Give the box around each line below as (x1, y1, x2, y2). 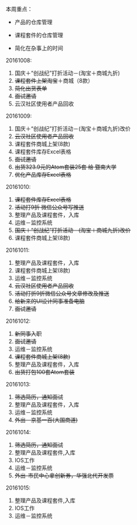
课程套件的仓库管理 (14, 31, 64, 39)
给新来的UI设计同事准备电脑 (14, 297, 85, 305)
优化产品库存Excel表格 (14, 171, 72, 178)
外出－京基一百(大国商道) (14, 416, 78, 423)
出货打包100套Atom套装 (14, 369, 75, 375)
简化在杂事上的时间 (14, 45, 64, 52)
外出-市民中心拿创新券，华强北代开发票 (14, 472, 114, 479)
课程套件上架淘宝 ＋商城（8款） (14, 77, 94, 84)
